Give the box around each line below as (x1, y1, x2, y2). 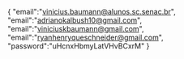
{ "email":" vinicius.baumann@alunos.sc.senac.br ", (7, 7, 176, 16)
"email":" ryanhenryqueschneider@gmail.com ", (7, 32, 164, 42)
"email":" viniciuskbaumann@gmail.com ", (7, 24, 144, 33)
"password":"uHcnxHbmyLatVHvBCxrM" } (7, 41, 150, 51)
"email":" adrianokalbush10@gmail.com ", (7, 15, 143, 25)
